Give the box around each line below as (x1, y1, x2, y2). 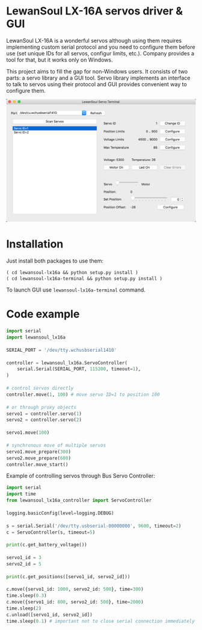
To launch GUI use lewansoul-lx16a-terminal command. (6, 286, 146, 293)
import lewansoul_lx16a (6, 334, 66, 340)
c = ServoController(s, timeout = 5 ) (6, 529, 96, 535)
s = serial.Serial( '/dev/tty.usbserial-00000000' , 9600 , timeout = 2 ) (6, 523, 182, 529)
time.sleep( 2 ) (6, 605, 42, 611)
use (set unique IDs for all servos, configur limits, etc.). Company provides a (6, 49, 194, 57)
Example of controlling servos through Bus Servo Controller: (6, 472, 155, 479)
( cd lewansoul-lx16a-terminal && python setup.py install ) (6, 276, 163, 282)
